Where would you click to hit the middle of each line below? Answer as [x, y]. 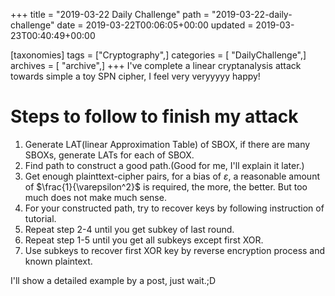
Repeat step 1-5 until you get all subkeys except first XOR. [144, 240]
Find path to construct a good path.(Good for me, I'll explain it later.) [164, 165]
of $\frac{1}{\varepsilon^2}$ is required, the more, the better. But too [166, 186]
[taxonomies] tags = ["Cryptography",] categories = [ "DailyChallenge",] [158, 55]
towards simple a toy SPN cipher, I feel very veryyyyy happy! [135, 76]
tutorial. [40, 218]
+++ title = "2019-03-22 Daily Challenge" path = [110, 14]
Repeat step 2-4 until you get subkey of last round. [129, 229]
